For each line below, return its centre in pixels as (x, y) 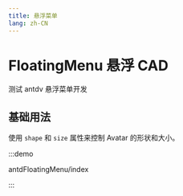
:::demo (21, 154)
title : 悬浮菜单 (33, 16)
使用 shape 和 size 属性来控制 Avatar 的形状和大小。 (94, 138)
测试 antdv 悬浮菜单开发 (48, 89)
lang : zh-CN (28, 23)
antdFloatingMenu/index (49, 169)
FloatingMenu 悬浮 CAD (88, 65)
